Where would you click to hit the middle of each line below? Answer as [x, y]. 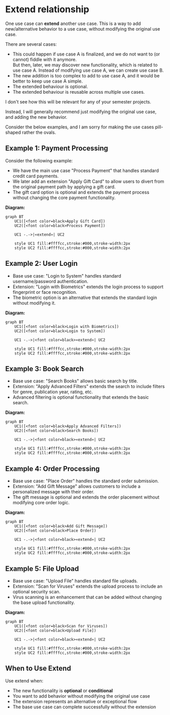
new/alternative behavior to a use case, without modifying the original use [83, 29]
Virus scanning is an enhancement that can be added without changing [87, 597]
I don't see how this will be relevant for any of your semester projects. [78, 102]
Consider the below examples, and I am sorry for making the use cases [80, 127]
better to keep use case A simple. [47, 81]
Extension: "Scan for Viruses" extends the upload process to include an [87, 586]
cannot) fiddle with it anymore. [45, 59]
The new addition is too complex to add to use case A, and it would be [86, 75]
